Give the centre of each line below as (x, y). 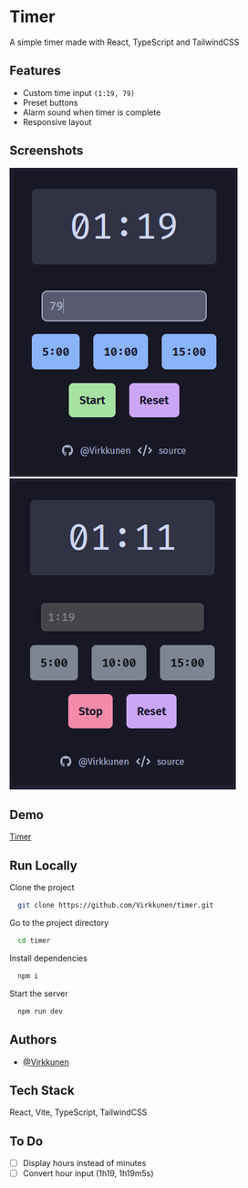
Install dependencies (49, 958)
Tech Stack (42, 1090)
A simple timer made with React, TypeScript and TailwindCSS (124, 42)
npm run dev (41, 1011)
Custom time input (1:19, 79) (78, 92)
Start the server (39, 994)
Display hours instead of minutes (84, 1163)
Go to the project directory (59, 923)
